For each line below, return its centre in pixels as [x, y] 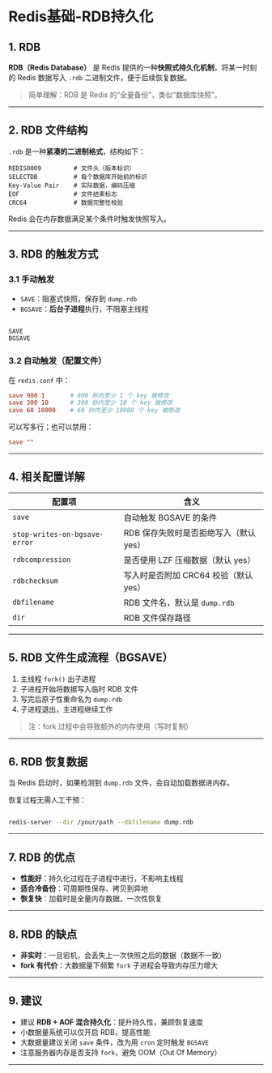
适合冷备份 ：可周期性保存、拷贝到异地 [84, 888]
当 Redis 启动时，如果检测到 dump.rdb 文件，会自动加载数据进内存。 [121, 783]
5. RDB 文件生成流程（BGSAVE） [91, 658]
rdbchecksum [36, 581]
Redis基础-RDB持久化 [81, 17]
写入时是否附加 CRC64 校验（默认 [188, 575]
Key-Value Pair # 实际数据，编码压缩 [72, 185]
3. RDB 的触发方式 [53, 255]
